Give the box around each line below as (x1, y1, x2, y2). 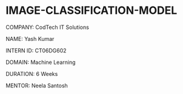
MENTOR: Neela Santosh (5, 82, 68, 89)
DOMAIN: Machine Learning (5, 58, 76, 66)
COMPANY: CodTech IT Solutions (5, 23, 89, 31)
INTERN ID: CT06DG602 (5, 46, 67, 54)
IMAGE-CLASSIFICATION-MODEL (5, 4, 178, 17)
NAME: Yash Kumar (5, 35, 55, 42)
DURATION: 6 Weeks (5, 70, 58, 77)
